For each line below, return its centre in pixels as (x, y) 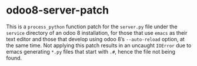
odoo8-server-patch (58, 10)
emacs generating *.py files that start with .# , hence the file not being (91, 51)
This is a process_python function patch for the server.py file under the (92, 27)
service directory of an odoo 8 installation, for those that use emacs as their (97, 32)
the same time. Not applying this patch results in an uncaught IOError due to (99, 45)
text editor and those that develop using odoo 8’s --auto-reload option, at (96, 39)
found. (14, 58)
